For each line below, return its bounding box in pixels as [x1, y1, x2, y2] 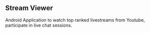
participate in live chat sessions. [5, 22, 72, 28]
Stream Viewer [5, 4, 53, 12]
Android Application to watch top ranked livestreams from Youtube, [5, 17, 145, 23]
